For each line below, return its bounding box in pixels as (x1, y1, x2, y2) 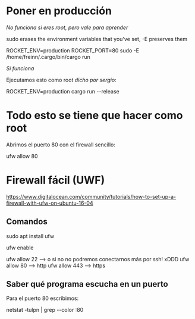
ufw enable (6, 244, 34, 251)
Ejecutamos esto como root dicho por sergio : (6, 76, 117, 83)
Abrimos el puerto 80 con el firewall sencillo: (6, 141, 116, 148)
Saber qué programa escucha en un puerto (6, 279, 168, 289)
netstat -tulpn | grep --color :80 (6, 307, 84, 314)
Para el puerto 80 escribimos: (6, 295, 79, 302)
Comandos (6, 217, 48, 227)
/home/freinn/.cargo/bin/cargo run (6, 53, 91, 60)
